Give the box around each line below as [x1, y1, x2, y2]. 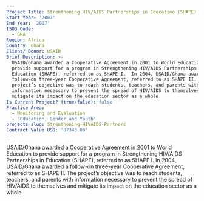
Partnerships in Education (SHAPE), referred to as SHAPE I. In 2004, [6, 157, 177, 163]
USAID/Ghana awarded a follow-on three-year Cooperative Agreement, [6, 163, 185, 170]
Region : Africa [6, 37, 45, 43]
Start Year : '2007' [6, 15, 56, 21]
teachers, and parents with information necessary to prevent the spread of [6, 176, 193, 183]
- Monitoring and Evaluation [12, 110, 86, 116]
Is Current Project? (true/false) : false [6, 99, 113, 105]
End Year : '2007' [6, 20, 50, 26]
